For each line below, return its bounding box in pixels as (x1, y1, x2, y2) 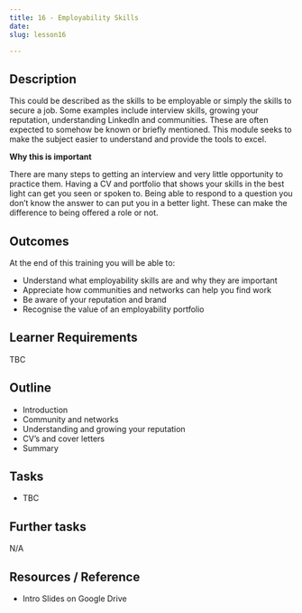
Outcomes (9, 233, 69, 249)
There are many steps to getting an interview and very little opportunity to (9, 169, 284, 180)
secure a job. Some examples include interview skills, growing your (9, 105, 259, 116)
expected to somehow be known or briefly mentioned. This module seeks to (9, 124, 292, 136)
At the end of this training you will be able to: (9, 258, 176, 268)
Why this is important (9, 151, 92, 163)
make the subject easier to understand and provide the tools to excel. (9, 134, 267, 145)
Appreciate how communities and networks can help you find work (22, 285, 272, 295)
